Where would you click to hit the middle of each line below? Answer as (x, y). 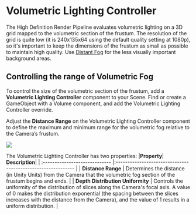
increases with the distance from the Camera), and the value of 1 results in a (98, 199)
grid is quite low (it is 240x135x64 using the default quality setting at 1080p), (98, 39)
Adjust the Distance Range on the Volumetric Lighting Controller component (98, 121)
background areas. (29, 58)
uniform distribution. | (32, 206)
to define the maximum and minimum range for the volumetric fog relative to (98, 127)
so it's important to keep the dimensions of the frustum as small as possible (97, 46)
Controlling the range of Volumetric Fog (80, 77)
